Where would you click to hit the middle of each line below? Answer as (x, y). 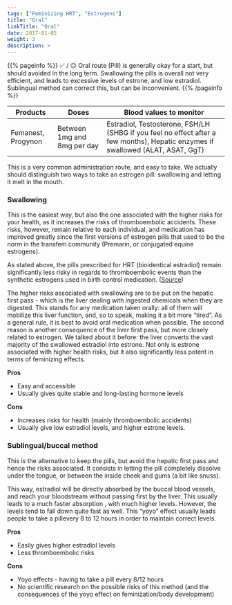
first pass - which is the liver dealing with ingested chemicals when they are (115, 300)
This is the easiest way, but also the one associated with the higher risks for (115, 215)
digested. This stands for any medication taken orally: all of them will (105, 308)
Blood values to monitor (164, 112)
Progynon (27, 141)
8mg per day (78, 146)
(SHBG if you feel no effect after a (161, 133)
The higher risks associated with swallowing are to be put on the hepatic (110, 293)
